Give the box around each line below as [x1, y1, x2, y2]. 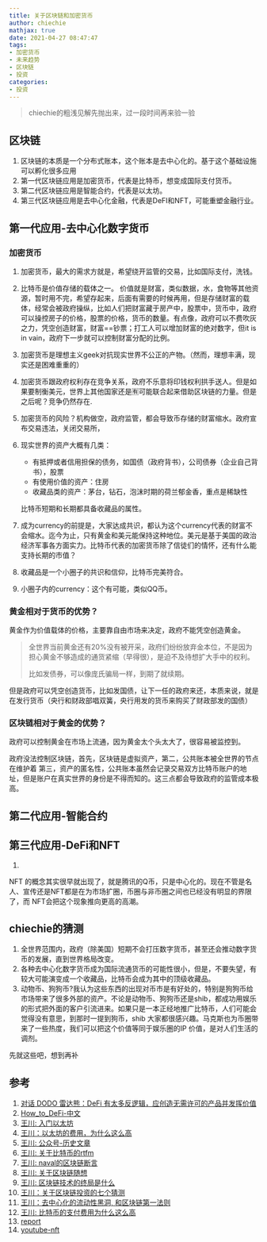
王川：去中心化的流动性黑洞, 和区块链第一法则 [20, 1198, 171, 1207]
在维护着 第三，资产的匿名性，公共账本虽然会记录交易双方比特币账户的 [9, 763, 240, 774]
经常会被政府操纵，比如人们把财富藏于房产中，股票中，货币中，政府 [34, 303, 257, 313]
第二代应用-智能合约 [9, 809, 108, 822]
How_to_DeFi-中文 [20, 1109, 82, 1118]
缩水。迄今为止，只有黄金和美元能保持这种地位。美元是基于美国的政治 [27, 530, 257, 540]
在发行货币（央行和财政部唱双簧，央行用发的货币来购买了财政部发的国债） [9, 696, 252, 706]
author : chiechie [9, 19, 67, 27]
